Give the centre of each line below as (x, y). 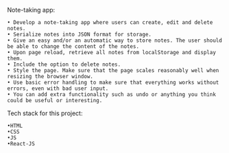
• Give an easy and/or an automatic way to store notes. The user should (115, 40)
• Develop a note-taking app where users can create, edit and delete (110, 23)
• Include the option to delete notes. (64, 64)
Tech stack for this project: (45, 113)
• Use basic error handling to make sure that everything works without (113, 82)
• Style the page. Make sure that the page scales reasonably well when (113, 71)
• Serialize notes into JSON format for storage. (80, 34)
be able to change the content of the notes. (73, 47)
